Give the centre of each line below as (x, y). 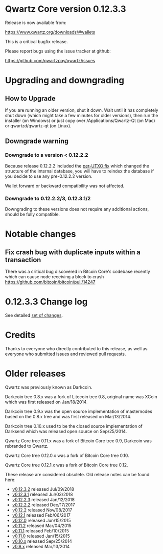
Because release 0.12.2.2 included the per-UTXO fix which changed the (77, 166)
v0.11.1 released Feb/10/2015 (41, 530)
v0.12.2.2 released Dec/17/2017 (44, 505)
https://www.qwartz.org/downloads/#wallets (50, 32)
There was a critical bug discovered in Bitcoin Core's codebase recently (78, 271)
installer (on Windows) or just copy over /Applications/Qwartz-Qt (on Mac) (80, 120)
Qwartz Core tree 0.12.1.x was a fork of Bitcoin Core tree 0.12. (67, 465)
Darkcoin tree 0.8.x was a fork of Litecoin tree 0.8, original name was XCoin (81, 397)
